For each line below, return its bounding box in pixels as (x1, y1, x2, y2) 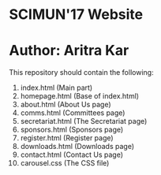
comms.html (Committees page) (20, 108, 125, 117)
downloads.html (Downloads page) (20, 142, 135, 151)
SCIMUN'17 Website (9, 6, 144, 24)
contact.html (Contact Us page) (20, 150, 124, 159)
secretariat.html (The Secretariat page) (20, 117, 148, 126)
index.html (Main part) (20, 83, 93, 92)
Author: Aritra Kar (9, 42, 129, 60)
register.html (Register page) (20, 133, 114, 143)
